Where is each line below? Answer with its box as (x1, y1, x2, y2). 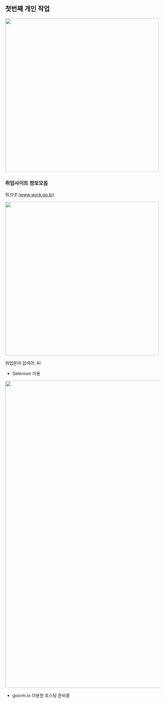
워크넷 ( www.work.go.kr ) (5, 192, 55, 198)
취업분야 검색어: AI (5, 360, 41, 366)
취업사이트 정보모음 (5, 179, 48, 186)
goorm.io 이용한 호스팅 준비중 (12, 693, 70, 699)
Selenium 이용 (12, 371, 41, 377)
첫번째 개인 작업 (5, 4, 50, 13)
